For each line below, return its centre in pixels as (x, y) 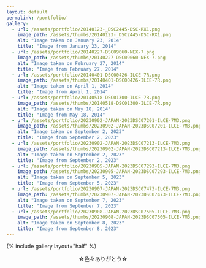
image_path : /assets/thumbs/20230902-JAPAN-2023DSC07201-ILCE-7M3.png (109, 126)
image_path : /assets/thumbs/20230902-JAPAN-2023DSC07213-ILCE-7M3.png (109, 149)
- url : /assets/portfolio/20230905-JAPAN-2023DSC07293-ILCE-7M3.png (101, 166)
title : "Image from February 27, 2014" (68, 69)
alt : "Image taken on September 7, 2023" (71, 200)
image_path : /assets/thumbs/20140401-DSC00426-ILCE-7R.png (94, 80)
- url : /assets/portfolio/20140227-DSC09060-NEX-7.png (83, 52)
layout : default (27, 12)
